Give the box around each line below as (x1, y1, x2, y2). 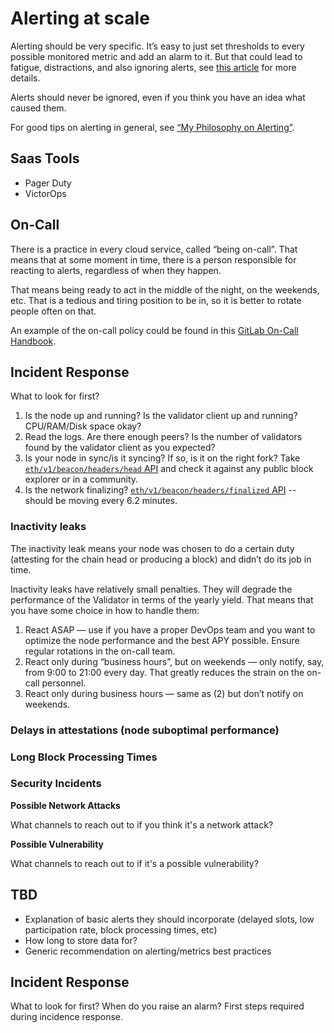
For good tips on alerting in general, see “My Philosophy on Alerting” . (10, 121, 295, 133)
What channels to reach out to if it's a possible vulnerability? (10, 857, 259, 869)
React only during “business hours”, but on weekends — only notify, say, (24, 655, 325, 667)
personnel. (41, 677, 87, 689)
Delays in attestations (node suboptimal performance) (10, 723, 280, 737)
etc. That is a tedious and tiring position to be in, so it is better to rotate (10, 294, 302, 306)
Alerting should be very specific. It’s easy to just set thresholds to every (10, 40, 305, 52)
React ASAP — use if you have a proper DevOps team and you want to (24, 623, 316, 636)
